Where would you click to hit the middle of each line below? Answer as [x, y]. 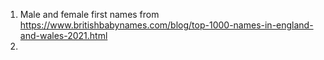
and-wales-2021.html [63, 35]
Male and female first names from [89, 14]
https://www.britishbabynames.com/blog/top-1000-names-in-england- [166, 25]
